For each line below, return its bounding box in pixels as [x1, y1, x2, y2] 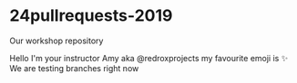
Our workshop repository [9, 35, 104, 46]
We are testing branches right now [9, 62, 139, 73]
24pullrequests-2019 [9, 5, 173, 26]
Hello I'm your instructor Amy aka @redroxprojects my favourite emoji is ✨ [9, 52, 289, 63]
